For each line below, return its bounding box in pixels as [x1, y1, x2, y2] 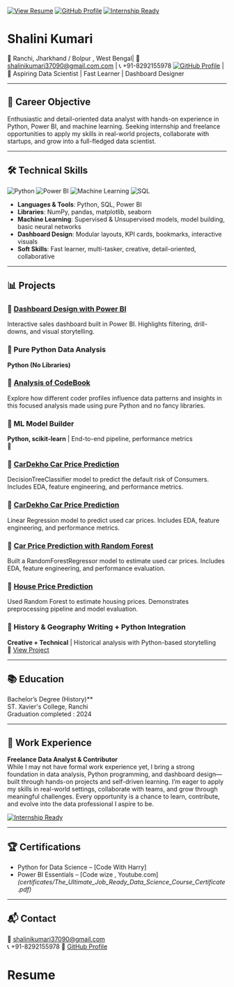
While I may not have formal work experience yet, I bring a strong [7, 763, 195, 771]
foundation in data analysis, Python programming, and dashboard [7, 770, 195, 778]
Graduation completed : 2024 [7, 710, 92, 718]
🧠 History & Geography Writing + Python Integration [7, 622, 186, 632]
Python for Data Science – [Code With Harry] [17, 863, 147, 872]
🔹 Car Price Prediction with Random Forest [7, 541, 154, 551]
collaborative [17, 252, 55, 260]
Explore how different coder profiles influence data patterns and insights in [7, 394, 222, 402]
